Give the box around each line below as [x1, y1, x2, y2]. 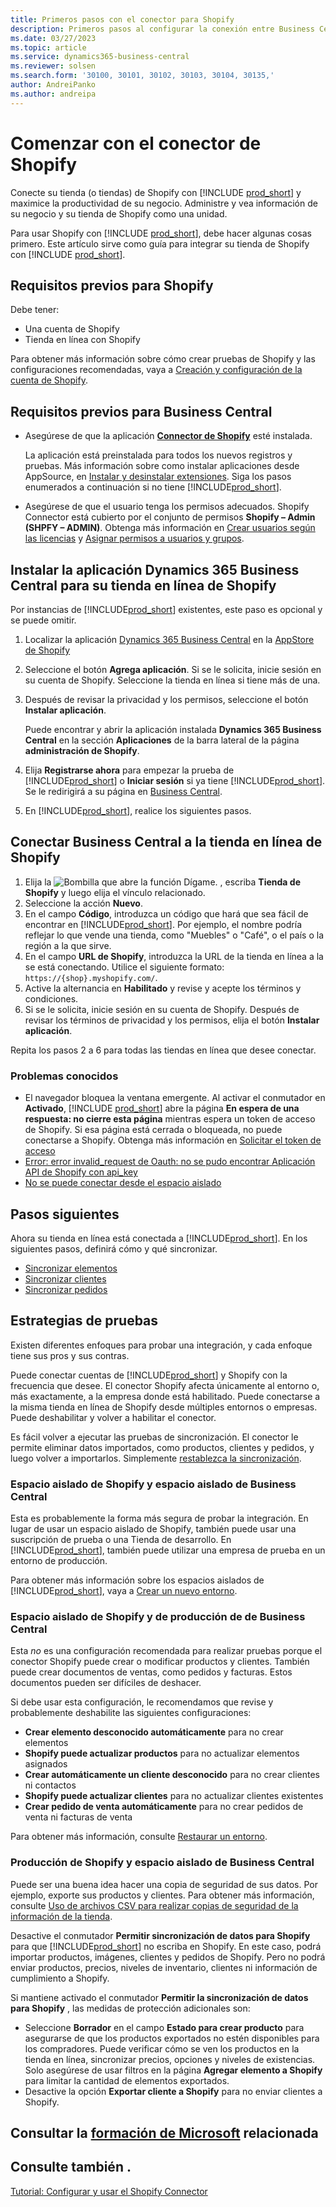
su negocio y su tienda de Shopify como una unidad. [10, 207, 228, 220]
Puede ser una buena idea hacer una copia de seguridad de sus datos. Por [10, 1878, 318, 1890]
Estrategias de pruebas [10, 1312, 159, 1330]
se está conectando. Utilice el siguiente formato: [24, 961, 225, 973]
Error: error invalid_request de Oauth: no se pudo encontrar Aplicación [24, 1156, 316, 1168]
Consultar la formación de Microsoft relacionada [10, 2125, 319, 2142]
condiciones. [24, 992, 79, 1005]
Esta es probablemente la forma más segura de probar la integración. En [10, 1512, 309, 1525]
